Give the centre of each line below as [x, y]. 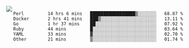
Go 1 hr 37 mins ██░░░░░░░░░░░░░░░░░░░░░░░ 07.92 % [98, 24]
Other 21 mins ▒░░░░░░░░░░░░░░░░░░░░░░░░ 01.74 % [98, 39]
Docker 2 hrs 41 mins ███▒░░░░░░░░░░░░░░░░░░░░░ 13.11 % [98, 19]
